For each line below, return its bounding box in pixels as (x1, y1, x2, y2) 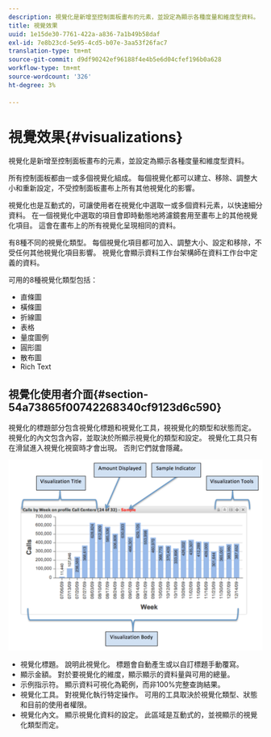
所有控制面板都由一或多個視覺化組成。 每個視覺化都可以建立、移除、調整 (8, 174, 251, 183)
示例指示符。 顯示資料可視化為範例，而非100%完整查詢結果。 (19, 680, 225, 689)
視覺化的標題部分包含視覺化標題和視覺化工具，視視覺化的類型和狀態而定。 (8, 423, 256, 433)
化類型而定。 (19, 720, 63, 730)
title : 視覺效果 (8, 21, 58, 30)
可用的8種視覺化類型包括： (8, 275, 98, 285)
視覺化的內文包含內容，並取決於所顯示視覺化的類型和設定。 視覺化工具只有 (8, 433, 258, 443)
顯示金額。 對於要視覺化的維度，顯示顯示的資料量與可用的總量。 (19, 670, 235, 680)
